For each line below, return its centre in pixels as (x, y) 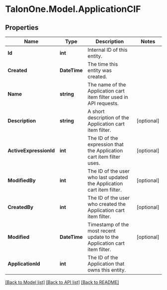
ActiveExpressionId (31, 150)
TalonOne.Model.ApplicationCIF (73, 9)
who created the (107, 204)
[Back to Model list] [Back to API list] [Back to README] (62, 282)
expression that (106, 144)
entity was (100, 70)
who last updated (108, 177)
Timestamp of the (108, 225)
